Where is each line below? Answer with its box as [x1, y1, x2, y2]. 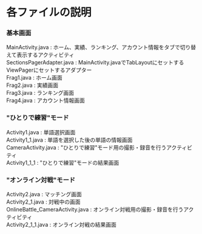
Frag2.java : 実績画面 [6, 81, 59, 89]
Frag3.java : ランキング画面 [6, 89, 75, 97]
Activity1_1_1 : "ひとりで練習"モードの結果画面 [6, 159, 120, 166]
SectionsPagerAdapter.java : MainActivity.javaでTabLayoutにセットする [6, 59, 184, 66]
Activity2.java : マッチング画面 [6, 191, 82, 198]
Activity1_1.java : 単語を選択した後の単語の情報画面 [6, 136, 133, 143]
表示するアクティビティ [16, 51, 75, 58]
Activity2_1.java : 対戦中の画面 [6, 198, 81, 205]
